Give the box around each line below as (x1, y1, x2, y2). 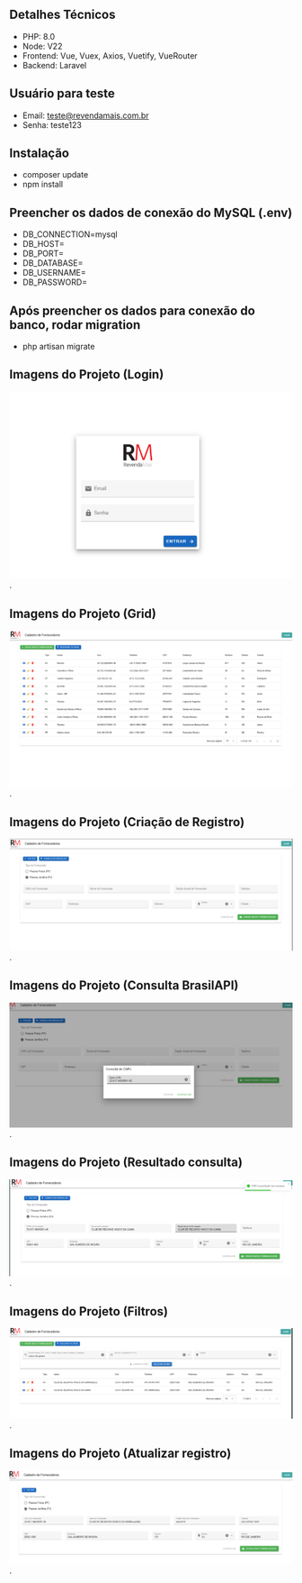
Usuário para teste (9, 86, 115, 102)
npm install (22, 179, 64, 190)
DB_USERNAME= (22, 268, 87, 278)
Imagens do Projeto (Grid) (9, 605, 157, 621)
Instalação (9, 146, 70, 161)
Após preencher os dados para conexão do (9, 303, 256, 318)
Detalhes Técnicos (9, 7, 116, 23)
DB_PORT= (22, 248, 65, 259)
